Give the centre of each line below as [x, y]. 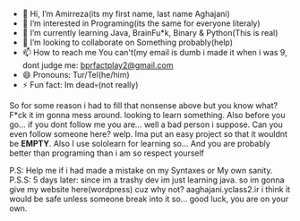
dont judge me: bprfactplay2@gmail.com [98, 65]
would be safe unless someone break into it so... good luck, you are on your [149, 199]
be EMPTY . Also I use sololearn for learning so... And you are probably [140, 144]
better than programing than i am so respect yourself [107, 153]
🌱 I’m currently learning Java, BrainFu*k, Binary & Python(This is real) [150, 33]
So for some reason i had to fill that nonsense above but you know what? [144, 106]
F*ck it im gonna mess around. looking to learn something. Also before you [147, 115]
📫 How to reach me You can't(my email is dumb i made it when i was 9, [155, 52]
